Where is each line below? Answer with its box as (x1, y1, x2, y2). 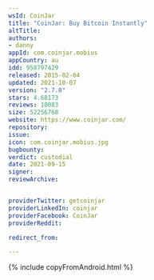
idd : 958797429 (8, 64, 59, 72)
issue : (8, 130, 30, 138)
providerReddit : (8, 219, 62, 227)
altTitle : (8, 26, 41, 34)
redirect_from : (8, 234, 59, 242)
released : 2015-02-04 (8, 71, 81, 79)
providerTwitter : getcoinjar (8, 197, 105, 205)
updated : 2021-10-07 (8, 78, 77, 86)
